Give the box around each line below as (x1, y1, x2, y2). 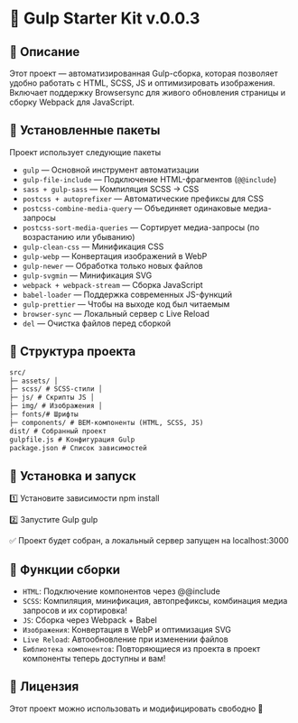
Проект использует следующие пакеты (9, 146, 162, 157)
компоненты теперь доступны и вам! (22, 653, 166, 663)
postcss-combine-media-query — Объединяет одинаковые (22, 202, 242, 213)
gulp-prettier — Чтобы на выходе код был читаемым (22, 298, 230, 310)
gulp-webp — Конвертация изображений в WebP (22, 250, 208, 261)
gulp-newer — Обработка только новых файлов (22, 260, 203, 271)
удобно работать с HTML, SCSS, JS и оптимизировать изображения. (9, 78, 275, 88)
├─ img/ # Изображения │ (9, 402, 103, 411)
